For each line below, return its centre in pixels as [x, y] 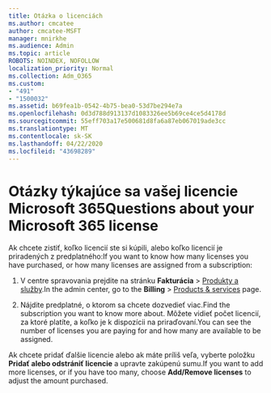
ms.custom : [27, 83]
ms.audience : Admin [41, 46]
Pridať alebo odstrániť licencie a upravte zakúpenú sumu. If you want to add [136, 364]
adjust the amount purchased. [58, 381]
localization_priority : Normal [61, 69]
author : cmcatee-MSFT [45, 31]
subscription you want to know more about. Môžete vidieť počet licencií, [140, 314]
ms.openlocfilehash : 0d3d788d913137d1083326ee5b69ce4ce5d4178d [117, 114]
